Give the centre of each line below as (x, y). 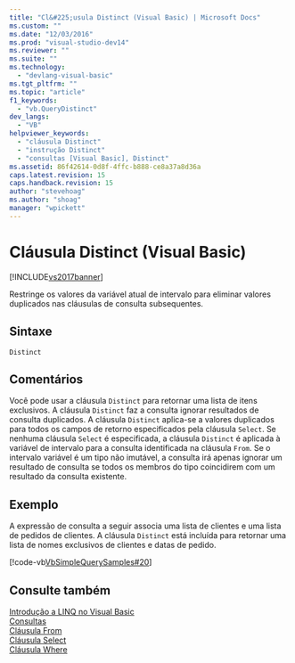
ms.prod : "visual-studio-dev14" (69, 42)
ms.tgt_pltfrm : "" (43, 84)
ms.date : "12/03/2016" (51, 34)
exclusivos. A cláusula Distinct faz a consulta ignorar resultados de (134, 410)
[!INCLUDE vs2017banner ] (57, 276)
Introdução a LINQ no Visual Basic (72, 611)
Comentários (46, 379)
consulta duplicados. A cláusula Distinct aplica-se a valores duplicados (142, 420)
